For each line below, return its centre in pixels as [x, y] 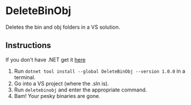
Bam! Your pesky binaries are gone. [57, 96]
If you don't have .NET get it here [46, 59]
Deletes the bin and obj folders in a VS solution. [63, 27]
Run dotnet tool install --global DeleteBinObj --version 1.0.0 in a [100, 71]
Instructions [28, 45]
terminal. [25, 77]
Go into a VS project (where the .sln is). [61, 83]
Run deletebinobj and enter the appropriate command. [81, 90]
